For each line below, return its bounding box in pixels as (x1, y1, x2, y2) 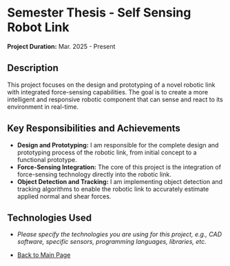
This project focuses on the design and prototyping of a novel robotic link (7, 81, 216, 89)
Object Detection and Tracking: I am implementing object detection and (17, 177, 222, 185)
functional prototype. (17, 155, 77, 163)
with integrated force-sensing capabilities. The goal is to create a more (7, 88, 209, 96)
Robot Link (7, 19, 70, 35)
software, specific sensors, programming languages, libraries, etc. (17, 238, 207, 246)
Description (7, 62, 59, 74)
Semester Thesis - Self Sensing (7, 5, 191, 21)
